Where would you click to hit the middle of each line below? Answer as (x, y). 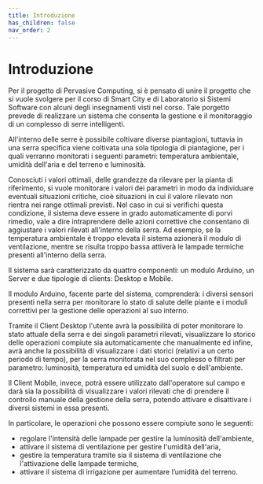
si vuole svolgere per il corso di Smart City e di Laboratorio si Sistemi (120, 99)
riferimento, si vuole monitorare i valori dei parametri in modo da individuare (131, 188)
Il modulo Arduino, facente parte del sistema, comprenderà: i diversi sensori (131, 294)
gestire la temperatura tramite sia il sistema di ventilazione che (121, 455)
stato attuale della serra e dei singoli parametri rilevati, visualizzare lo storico (132, 334)
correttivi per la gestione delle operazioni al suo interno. (99, 311)
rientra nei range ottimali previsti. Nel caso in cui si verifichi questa (116, 205)
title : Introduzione (42, 15)
